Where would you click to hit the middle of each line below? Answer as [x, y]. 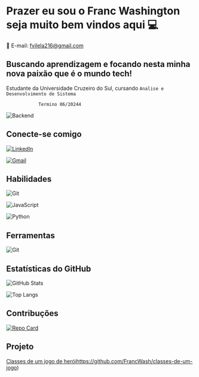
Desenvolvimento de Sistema [41, 94]
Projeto [20, 347]
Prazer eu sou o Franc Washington [93, 11]
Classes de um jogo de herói [41, 361]
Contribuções [32, 313]
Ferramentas [30, 235]
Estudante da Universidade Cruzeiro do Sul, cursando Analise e [85, 88]
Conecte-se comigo [44, 134]
